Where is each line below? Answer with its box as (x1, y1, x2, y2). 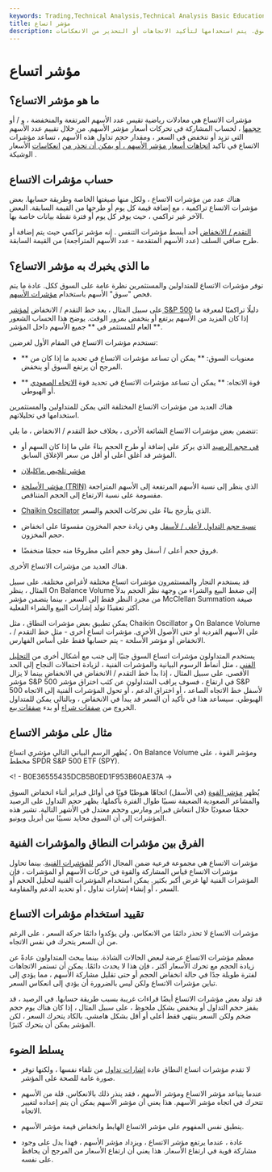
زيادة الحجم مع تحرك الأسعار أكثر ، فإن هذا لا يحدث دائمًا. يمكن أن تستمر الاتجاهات (9, 961, 255, 971)
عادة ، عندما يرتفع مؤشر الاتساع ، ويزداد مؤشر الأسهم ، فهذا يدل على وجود (20, 1137, 244, 1147)
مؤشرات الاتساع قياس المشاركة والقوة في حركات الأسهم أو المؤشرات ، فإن (9, 866, 238, 876)
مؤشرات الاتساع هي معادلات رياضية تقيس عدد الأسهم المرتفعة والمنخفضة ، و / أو (9, 115, 253, 125)
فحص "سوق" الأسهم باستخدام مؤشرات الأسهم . (9, 289, 153, 299)
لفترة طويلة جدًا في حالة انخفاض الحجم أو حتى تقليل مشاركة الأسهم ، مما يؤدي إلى (9, 970, 257, 980)
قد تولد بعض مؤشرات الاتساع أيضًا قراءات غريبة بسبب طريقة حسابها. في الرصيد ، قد (9, 994, 262, 1004)
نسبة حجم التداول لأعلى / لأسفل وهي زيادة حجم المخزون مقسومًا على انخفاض (20, 522, 257, 531)
